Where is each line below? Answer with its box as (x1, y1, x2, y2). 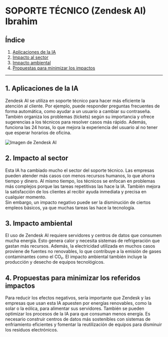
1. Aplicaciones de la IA (5, 84, 78, 93)
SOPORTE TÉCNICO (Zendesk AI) (5, 5, 146, 17)
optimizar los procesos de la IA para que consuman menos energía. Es (5, 311, 150, 317)
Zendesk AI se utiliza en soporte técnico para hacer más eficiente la (5, 97, 145, 103)
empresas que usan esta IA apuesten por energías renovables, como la (5, 300, 151, 306)
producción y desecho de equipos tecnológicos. (5, 259, 105, 265)
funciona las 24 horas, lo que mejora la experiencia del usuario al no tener (5, 124, 158, 130)
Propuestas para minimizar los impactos (12, 65, 95, 71)
